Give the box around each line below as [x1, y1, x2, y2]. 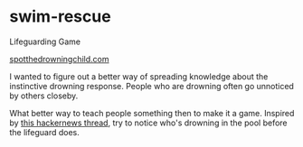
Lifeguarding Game [9, 36, 81, 47]
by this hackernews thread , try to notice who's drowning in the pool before [9, 117, 288, 128]
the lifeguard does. [9, 126, 80, 137]
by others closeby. [9, 90, 79, 101]
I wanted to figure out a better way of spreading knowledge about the [9, 70, 269, 82]
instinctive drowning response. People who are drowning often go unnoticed [9, 80, 294, 91]
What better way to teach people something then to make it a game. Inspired [9, 107, 295, 118]
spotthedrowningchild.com [9, 53, 110, 64]
